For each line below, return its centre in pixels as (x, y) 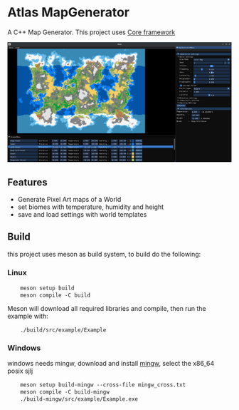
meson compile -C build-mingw (65, 392)
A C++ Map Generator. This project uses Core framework (91, 32)
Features (27, 182)
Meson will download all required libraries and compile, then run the (107, 309)
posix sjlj (20, 371)
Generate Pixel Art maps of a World (69, 199)
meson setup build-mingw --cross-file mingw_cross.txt (103, 385)
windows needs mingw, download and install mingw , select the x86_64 (111, 364)
